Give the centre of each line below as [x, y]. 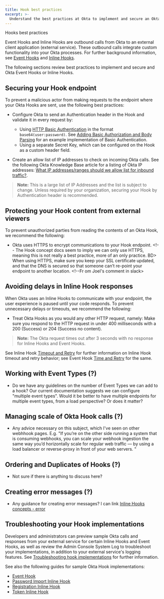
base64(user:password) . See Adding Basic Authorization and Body [86, 135]
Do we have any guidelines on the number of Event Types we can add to [85, 385]
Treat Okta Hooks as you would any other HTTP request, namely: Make [83, 318]
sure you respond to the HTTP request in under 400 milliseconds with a [84, 323]
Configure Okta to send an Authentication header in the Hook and [78, 115]
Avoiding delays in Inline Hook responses [69, 286]
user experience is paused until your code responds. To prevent [69, 303]
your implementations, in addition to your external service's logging [73, 552]
